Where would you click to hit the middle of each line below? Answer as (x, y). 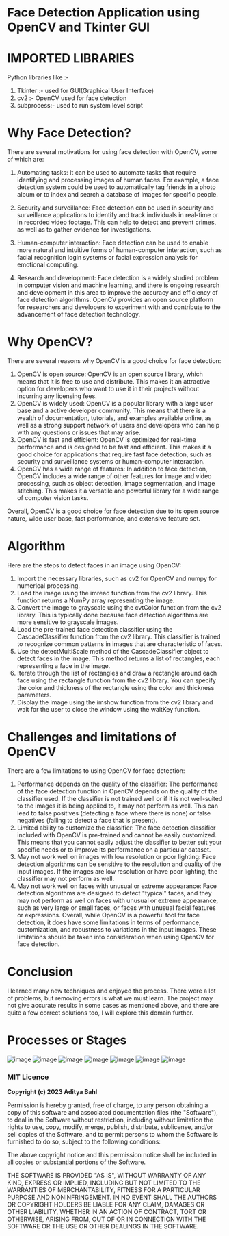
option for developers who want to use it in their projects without (108, 389)
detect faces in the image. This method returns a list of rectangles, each (119, 658)
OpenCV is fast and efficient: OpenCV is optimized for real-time (107, 440)
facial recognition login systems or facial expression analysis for (107, 258)
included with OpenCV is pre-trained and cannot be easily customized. (117, 835)
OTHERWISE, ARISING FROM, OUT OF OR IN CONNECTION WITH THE (107, 1219)
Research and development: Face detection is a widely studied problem (118, 278)
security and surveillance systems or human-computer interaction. (111, 461)
